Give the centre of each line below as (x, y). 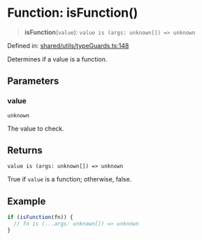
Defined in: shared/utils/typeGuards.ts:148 (68, 45)
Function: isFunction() (73, 13)
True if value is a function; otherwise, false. (70, 179)
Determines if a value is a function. (57, 59)
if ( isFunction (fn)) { (40, 218)
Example (27, 201)
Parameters (33, 81)
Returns (25, 150)
